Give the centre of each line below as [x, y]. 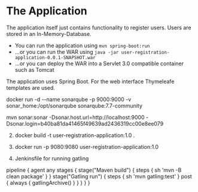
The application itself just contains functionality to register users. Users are [99, 28]
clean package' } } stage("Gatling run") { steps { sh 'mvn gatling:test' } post [99, 176]
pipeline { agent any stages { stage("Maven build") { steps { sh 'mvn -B [94, 170]
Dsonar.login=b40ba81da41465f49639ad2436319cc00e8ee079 [85, 123]
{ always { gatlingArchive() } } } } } [48, 182]
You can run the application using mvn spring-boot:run [82, 45]
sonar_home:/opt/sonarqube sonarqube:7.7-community [74, 105]
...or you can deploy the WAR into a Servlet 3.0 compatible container [99, 63]
